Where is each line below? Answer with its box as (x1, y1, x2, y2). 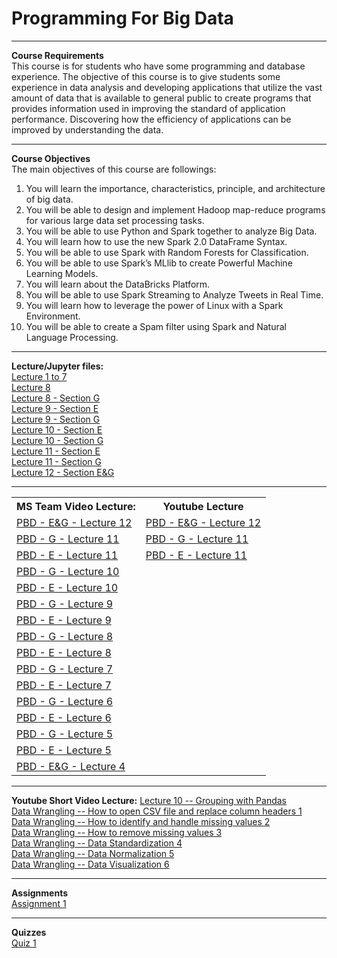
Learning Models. (25, 267, 99, 279)
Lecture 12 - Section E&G (11, 466, 115, 478)
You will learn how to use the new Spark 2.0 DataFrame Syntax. (25, 235, 288, 247)
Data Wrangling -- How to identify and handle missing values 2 (11, 815, 271, 827)
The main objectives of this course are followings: (11, 163, 217, 175)
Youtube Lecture (162, 499, 244, 513)
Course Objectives (11, 152, 91, 164)
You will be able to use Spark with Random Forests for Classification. (25, 246, 309, 258)
